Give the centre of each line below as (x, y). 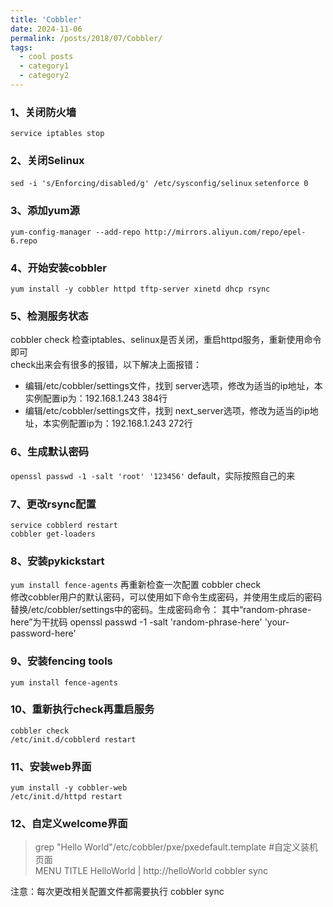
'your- (277, 622)
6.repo (24, 241)
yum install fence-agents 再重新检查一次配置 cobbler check (136, 585)
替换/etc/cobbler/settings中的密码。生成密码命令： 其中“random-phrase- (161, 610)
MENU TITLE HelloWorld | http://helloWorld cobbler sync (151, 871)
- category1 (44, 66)
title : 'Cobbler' (46, 19)
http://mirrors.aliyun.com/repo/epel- (225, 232)
